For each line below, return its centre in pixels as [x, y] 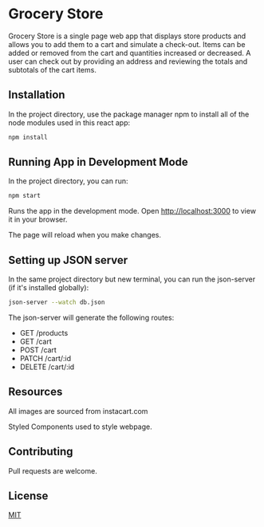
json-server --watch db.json [57, 303]
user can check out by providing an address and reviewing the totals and [128, 61]
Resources [35, 392]
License [28, 496]
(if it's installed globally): [49, 288]
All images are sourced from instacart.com [78, 411]
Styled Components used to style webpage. [81, 427]
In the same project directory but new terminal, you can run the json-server [132, 279]
